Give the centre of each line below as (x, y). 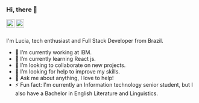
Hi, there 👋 (22, 10)
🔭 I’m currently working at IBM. (53, 52)
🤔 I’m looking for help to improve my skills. (68, 72)
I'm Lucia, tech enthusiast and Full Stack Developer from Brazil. (85, 41)
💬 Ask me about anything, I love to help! (64, 78)
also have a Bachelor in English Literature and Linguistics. (87, 93)
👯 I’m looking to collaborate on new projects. (70, 65)
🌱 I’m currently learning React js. (55, 59)
